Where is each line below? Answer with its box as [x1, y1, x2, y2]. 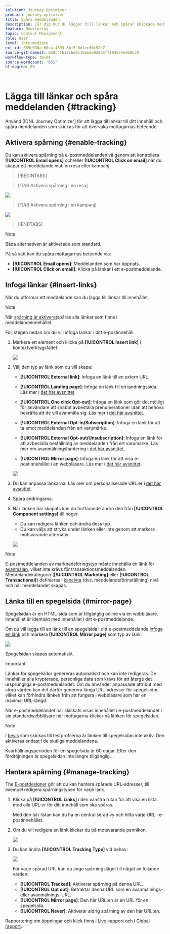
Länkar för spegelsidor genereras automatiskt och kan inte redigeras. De [5, 670, 157, 677]
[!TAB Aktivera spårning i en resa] [17, 182, 88, 188]
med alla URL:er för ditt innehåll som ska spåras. [12, 802, 114, 808]
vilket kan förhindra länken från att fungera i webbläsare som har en [5, 692, 147, 698]
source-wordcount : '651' [5, 60, 58, 65]
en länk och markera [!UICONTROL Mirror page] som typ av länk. [5, 631, 142, 637]
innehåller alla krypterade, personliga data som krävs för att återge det [5, 676, 152, 682]
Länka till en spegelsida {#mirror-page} [5, 597, 133, 606]
